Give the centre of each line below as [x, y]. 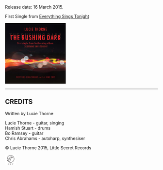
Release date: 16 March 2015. [34, 7]
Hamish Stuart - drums [28, 128]
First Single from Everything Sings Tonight [47, 16]
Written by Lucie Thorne [29, 113]
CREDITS [19, 102]
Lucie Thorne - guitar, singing [35, 123]
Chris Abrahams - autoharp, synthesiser [45, 138]
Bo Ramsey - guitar [24, 133]
